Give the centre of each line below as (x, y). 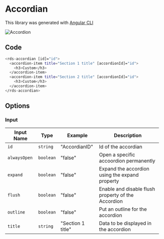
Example (77, 136)
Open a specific (117, 155)
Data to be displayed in (125, 223)
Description (128, 136)
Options (18, 106)
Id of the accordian (121, 147)
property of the (116, 195)
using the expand (119, 175)
